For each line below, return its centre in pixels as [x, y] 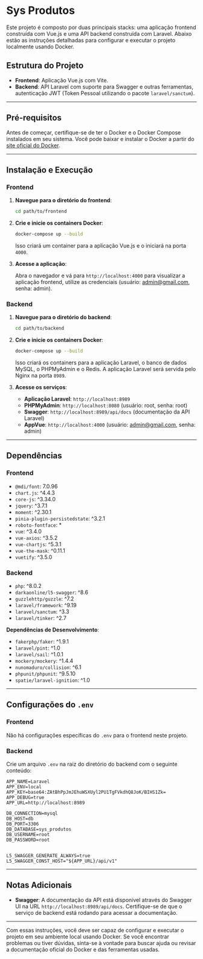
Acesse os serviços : [41, 387]
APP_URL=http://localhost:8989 [46, 803]
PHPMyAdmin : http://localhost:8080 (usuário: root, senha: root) [106, 406]
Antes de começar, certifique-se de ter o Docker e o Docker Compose [94, 132]
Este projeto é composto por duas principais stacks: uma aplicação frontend [101, 27]
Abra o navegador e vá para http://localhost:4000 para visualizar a [100, 275]
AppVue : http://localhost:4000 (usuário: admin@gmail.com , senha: [110, 425]
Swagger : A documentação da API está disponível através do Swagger [103, 900]
